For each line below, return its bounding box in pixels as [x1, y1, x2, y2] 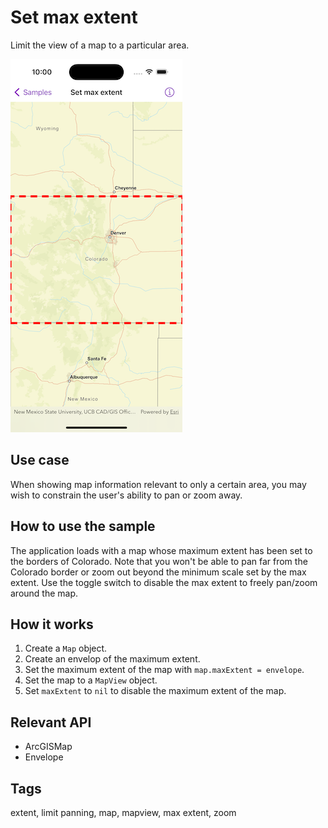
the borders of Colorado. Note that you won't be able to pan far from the [10, 555, 308, 567]
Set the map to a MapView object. [24, 674, 158, 686]
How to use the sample [10, 518, 156, 535]
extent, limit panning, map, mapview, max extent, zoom [10, 807, 237, 818]
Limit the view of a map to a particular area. [10, 39, 190, 51]
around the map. [10, 587, 79, 599]
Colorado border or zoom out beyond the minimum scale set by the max [10, 566, 307, 578]
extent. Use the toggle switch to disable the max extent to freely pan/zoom [10, 576, 318, 588]
